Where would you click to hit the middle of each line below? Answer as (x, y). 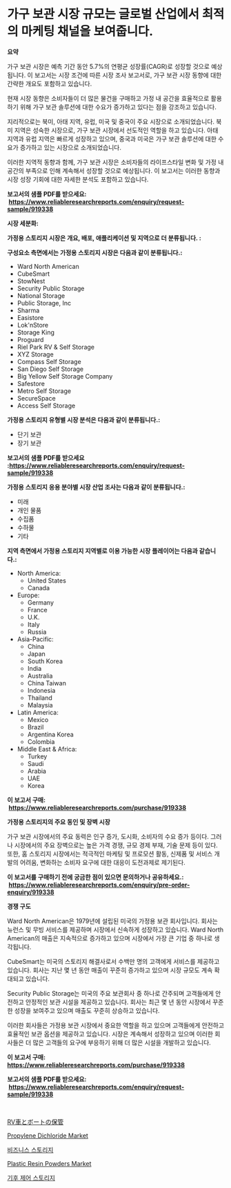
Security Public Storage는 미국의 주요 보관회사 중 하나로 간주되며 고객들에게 (110, 993)
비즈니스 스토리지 (30, 1149)
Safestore (31, 383)
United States (47, 581)
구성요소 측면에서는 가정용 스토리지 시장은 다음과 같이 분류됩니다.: (95, 252)
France (38, 610)
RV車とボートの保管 (36, 1122)
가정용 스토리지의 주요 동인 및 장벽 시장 (59, 822)
